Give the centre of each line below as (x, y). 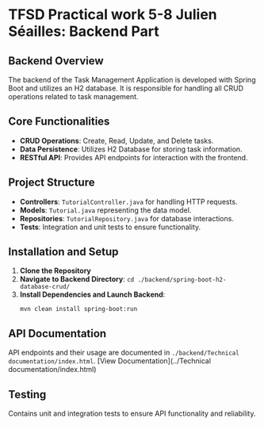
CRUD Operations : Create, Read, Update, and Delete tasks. (117, 140)
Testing (27, 394)
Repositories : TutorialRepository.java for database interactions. (126, 218)
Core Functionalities (59, 122)
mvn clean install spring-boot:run (78, 309)
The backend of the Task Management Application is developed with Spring (132, 80)
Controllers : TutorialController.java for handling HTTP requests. (128, 201)
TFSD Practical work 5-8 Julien (113, 15)
